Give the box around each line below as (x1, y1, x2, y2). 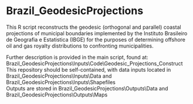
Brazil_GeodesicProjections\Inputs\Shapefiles (6, 78, 116, 86)
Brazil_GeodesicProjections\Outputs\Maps (6, 91, 108, 98)
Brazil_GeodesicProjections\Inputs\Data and (6, 72, 112, 79)
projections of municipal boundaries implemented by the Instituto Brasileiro (6, 29, 188, 36)
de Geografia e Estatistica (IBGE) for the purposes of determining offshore (6, 36, 186, 43)
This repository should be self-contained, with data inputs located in (6, 66, 171, 73)
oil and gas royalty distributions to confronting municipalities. (6, 42, 154, 49)
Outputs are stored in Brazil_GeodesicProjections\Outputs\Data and (6, 85, 168, 92)
